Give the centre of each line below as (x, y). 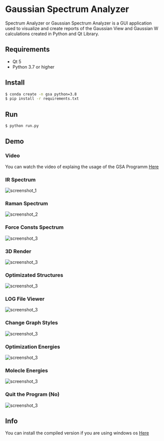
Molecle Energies (27, 370)
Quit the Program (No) (32, 394)
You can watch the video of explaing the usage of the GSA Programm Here (82, 167)
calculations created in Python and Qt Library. (52, 34)
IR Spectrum (20, 180)
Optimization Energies (33, 346)
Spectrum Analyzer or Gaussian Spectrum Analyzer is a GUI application (79, 23)
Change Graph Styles (32, 323)
